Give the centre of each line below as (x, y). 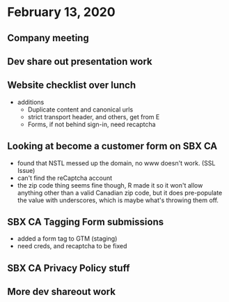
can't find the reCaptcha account (65, 178)
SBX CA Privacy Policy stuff (69, 268)
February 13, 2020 (62, 12)
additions (31, 102)
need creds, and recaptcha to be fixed (72, 246)
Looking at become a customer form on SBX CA (112, 146)
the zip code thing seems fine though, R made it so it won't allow (110, 185)
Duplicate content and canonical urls (80, 110)
